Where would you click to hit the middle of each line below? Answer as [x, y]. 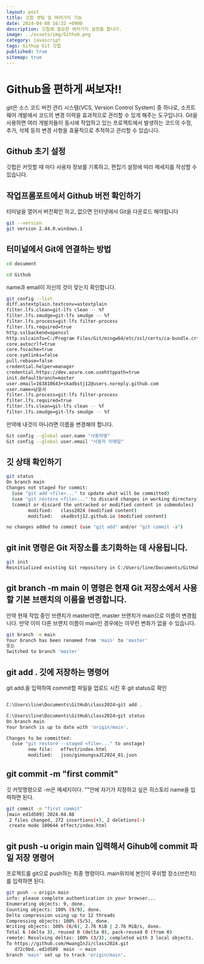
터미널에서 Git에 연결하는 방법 [59, 250]
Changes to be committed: [39, 738]
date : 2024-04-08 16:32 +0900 [45, 23]
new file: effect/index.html [68, 750]
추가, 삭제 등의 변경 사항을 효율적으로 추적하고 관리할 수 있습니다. [83, 130]
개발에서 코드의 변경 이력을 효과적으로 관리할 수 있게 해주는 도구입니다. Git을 [107, 115]
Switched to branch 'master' [43, 652]
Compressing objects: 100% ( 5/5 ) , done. [58, 921]
